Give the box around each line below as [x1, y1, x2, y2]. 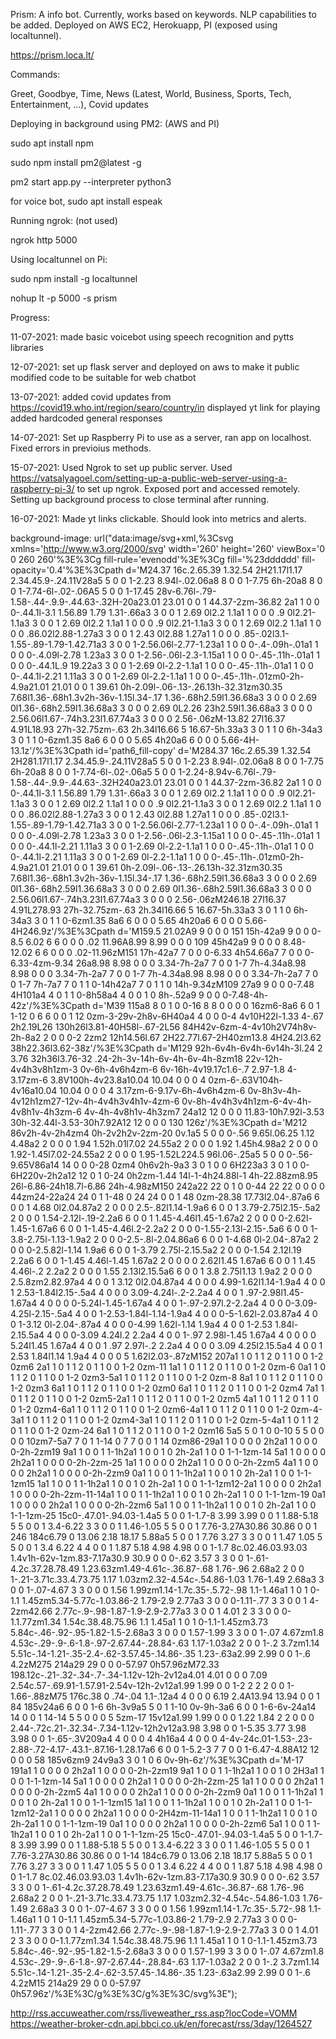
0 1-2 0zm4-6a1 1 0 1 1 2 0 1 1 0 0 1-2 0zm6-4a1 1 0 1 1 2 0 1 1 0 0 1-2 [10, 1404, 289, 1415]
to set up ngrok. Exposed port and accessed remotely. [76, 483, 301, 494]
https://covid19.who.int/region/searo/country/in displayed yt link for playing [10, 402, 321, 413]
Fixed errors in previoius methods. [10, 442, 152, 454]
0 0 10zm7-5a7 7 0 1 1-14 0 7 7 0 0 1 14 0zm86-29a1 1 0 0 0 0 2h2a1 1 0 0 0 [10, 1435, 318, 1447]
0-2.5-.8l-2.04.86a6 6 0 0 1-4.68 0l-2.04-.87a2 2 [116, 1234, 319, 1245]
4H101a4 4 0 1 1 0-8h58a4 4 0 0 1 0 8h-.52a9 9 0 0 [10, 989, 221, 1001]
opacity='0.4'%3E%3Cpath [10, 564, 124, 576]
